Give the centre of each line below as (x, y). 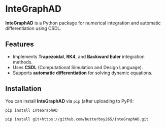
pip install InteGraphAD (31, 110)
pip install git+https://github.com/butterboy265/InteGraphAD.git (77, 119)
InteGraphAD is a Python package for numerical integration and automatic (83, 23)
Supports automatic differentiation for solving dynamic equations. (82, 73)
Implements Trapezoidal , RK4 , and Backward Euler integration (78, 56)
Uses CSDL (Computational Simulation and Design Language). (78, 67)
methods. (23, 62)
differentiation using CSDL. (34, 28)
